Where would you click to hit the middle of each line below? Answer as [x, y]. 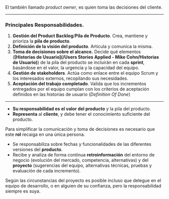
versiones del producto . [37, 149]
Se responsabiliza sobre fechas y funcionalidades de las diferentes [82, 144]
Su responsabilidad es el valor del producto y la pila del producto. [81, 109]
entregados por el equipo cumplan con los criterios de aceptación [81, 89]
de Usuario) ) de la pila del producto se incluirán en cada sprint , [78, 63]
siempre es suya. [23, 191]
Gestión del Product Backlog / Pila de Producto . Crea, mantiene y [80, 36]
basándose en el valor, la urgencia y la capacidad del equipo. [76, 68]
